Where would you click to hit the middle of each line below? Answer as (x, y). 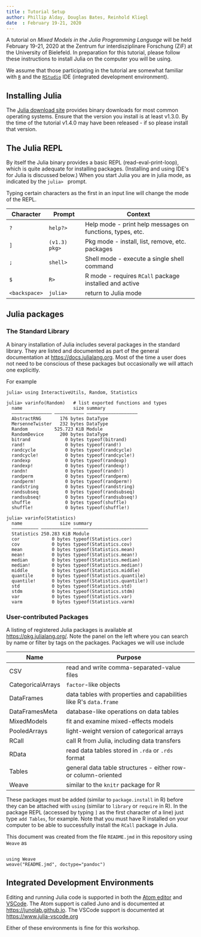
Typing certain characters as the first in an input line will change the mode (98, 193)
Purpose (129, 657)
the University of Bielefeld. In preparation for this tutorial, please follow (93, 53)
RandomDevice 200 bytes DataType (60, 434)
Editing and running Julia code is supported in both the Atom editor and (94, 897)
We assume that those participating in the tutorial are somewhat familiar (95, 71)
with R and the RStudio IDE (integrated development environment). (88, 77)
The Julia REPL (34, 148)
